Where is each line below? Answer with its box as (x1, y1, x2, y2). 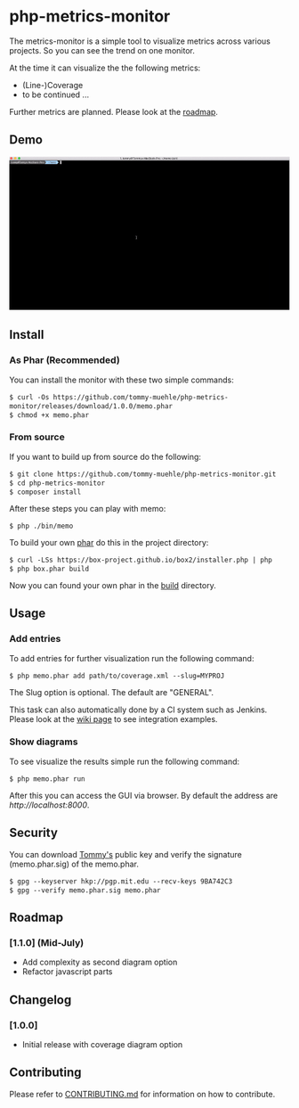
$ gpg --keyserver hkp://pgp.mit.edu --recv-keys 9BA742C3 (9, 876, 233, 886)
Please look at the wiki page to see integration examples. (9, 713, 218, 724)
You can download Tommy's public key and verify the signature (9, 849, 242, 859)
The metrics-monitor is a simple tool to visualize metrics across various (9, 36, 271, 46)
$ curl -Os (9, 392, 50, 402)
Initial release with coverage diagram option (21, 1039, 183, 1049)
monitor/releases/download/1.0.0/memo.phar (9, 401, 174, 411)
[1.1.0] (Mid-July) (9, 936, 85, 948)
